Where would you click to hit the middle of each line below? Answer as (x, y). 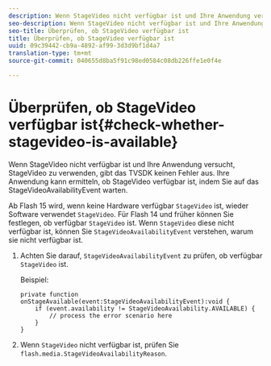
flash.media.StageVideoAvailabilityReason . (94, 353)
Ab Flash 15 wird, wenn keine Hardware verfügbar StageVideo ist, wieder (129, 206)
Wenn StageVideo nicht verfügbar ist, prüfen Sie (99, 344)
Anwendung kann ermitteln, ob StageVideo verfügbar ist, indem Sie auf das (134, 181)
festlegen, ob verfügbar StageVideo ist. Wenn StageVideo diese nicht (121, 223)
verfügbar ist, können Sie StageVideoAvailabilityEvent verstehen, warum (131, 231)
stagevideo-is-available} (94, 142)
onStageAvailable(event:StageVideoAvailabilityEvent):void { (125, 302)
